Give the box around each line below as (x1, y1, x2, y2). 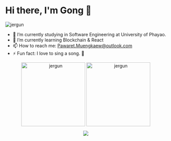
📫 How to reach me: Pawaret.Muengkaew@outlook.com (12, 42, 133, 49)
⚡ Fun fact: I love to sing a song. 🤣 (12, 50, 85, 56)
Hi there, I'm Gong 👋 (5, 5, 92, 16)
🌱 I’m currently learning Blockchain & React (12, 37, 104, 43)
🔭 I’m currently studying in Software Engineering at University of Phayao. (12, 31, 166, 37)
